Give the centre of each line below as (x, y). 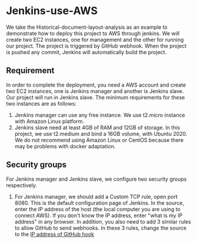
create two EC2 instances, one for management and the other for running (95, 39)
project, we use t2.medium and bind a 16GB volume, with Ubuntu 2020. (101, 134)
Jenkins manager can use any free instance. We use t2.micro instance (100, 115)
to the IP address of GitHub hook (54, 234)
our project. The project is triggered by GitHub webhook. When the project (96, 46)
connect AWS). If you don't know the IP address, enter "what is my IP (98, 215)
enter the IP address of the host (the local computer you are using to (98, 209)
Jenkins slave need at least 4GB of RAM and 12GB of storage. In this (97, 127)
